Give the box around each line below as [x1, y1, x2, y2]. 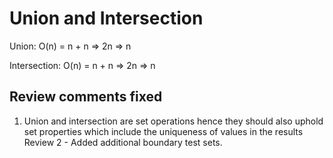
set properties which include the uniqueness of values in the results [23, 125, 304, 137]
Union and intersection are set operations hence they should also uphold [23, 115, 324, 127]
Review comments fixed [9, 88, 163, 106]
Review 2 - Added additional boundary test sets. [23, 136, 223, 148]
